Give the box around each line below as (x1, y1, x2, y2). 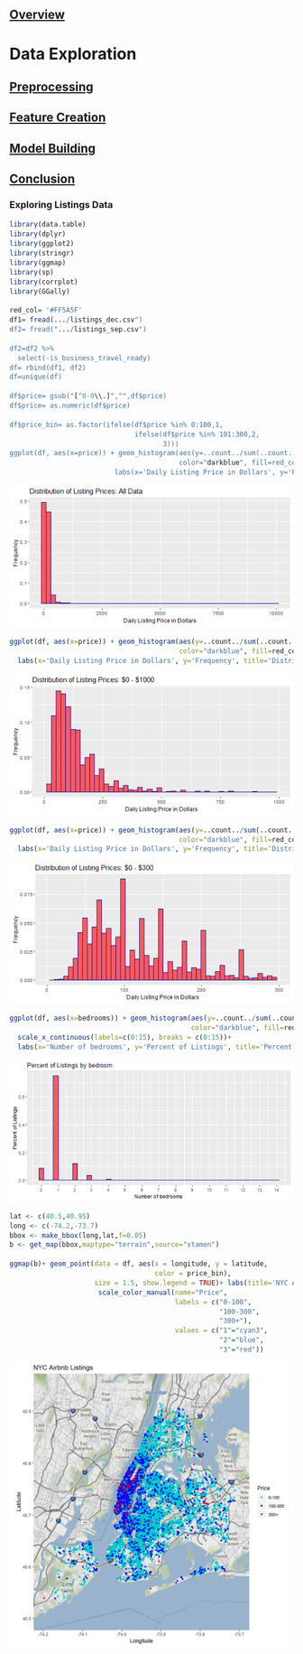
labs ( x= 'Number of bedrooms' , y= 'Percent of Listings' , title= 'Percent (17, 1042, 293, 1051)
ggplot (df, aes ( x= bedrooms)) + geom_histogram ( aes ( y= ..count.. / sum (9, 1014, 269, 1023)
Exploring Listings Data (9, 199, 114, 211)
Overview (9, 7, 66, 23)
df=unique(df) (9, 372, 63, 382)
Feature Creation (9, 110, 106, 126)
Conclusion (9, 172, 76, 187)
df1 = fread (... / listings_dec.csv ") (9, 315, 143, 324)
